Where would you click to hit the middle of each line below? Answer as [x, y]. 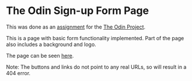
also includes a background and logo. [51, 44]
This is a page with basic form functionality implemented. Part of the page [95, 38]
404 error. [18, 73]
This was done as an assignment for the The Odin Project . [76, 27]
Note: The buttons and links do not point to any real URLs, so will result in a [96, 67]
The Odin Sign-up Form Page [78, 11]
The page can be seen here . [40, 55]
